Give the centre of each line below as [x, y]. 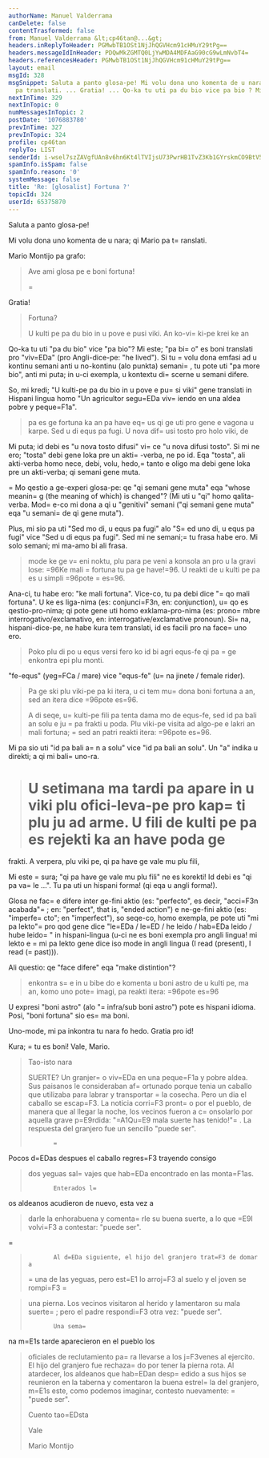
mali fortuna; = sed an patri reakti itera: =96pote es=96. [120, 732]
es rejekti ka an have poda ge [126, 839]
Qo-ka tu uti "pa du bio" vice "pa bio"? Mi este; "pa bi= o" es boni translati [131, 348]
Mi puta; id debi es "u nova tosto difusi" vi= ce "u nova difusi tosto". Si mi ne [134, 446]
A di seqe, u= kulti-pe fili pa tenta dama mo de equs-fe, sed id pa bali [143, 715]
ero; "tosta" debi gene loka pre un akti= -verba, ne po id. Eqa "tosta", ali [127, 455]
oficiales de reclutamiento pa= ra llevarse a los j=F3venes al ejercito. [141, 1357]
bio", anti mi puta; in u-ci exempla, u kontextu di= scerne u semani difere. [129, 374]
